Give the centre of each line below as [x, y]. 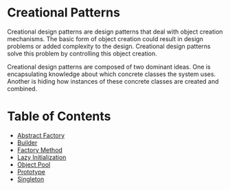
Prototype [31, 171]
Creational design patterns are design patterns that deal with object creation [115, 32]
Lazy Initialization [42, 157]
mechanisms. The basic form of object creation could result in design [105, 38]
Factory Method [40, 150]
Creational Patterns [64, 13]
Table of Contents [59, 116]
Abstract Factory [41, 135]
